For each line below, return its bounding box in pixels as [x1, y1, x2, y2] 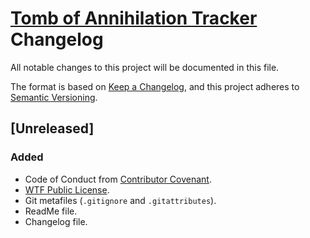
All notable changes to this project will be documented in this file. [10, 61, 280, 73]
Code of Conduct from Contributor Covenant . [24, 173, 212, 185]
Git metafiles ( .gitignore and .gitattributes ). [24, 194, 217, 206]
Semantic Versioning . [10, 91, 98, 103]
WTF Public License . [24, 183, 110, 196]
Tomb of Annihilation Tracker [10, 7, 258, 30]
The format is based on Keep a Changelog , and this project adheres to [10, 80, 300, 92]
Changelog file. [24, 215, 88, 227]
